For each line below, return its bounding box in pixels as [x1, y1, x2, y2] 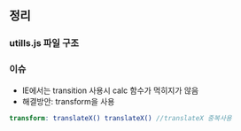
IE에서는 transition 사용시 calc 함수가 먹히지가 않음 [21, 85, 199, 96]
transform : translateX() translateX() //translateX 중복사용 [9, 113, 232, 122]
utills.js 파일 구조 [9, 37, 80, 50]
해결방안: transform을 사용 [21, 96, 115, 106]
